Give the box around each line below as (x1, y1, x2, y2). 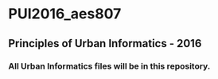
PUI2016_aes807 (8, 5, 122, 23)
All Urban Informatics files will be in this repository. (8, 61, 211, 72)
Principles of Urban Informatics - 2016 (8, 37, 202, 50)
